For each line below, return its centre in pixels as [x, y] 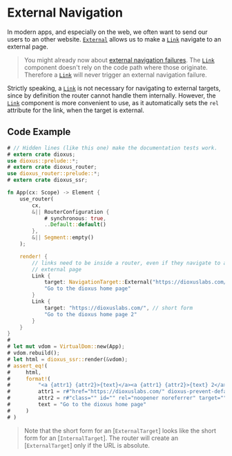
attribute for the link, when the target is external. [76, 110]
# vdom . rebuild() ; [33, 353]
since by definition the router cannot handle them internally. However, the [112, 95]
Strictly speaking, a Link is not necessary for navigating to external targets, [114, 88]
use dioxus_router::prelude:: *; [54, 174]
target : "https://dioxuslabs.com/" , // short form [118, 308]
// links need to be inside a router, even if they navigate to [126, 263]
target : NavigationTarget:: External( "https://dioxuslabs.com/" [137, 282]
